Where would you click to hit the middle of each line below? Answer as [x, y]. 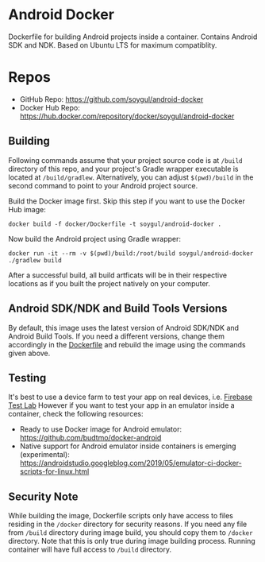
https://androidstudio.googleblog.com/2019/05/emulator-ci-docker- [131, 463]
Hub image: [27, 209]
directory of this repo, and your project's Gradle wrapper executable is [124, 169]
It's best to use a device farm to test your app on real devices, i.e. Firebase [131, 397]
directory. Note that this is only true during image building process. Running [132, 541]
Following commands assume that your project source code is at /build [126, 160]
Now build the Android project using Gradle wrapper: [94, 238]
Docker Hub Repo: [50, 107]
